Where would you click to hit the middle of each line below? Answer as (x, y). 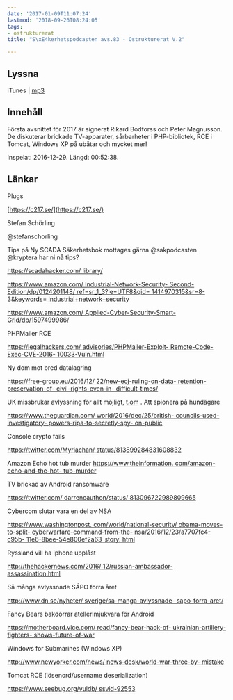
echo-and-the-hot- (35, 471)
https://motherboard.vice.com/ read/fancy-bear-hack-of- (89, 627)
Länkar (23, 179)
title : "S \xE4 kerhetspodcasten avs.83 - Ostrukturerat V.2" (96, 40)
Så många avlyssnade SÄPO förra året (62, 587)
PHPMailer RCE (29, 333)
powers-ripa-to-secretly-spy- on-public (105, 423)
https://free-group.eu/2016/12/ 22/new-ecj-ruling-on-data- (92, 381)
